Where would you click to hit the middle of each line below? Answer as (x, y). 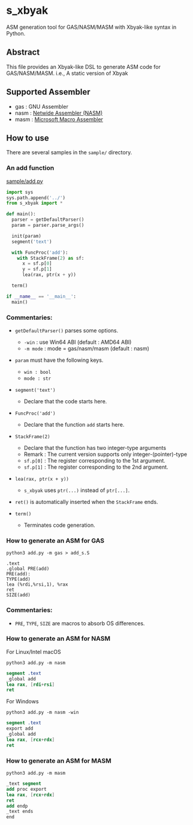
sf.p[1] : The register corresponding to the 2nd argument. (96, 467)
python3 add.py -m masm (36, 773)
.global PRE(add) (28, 569)
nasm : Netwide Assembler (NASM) (59, 113)
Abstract (23, 52)
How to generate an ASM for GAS (55, 541)
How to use (28, 138)
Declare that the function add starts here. (74, 424)
